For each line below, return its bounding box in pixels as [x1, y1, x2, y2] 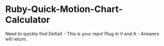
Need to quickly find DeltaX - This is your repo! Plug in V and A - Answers [5, 30, 159, 36]
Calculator [5, 14, 50, 25]
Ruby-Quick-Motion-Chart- [5, 3, 123, 15]
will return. [5, 36, 28, 42]
